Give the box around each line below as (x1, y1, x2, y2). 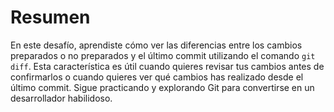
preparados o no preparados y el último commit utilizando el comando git (10, 49, 316, 61)
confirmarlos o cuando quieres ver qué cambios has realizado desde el (10, 71, 304, 83)
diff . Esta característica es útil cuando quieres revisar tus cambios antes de (10, 60, 325, 72)
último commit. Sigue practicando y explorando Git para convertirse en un (10, 81, 315, 93)
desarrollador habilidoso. (10, 92, 113, 104)
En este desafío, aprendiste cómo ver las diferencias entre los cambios (10, 39, 303, 51)
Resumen (10, 6, 91, 29)
